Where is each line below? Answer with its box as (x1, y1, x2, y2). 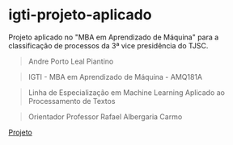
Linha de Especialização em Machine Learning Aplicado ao (28, 87, 225, 97)
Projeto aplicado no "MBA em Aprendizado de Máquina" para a (8, 32, 219, 42)
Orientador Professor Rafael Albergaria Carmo (28, 111, 183, 122)
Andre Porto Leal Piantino (28, 56, 114, 66)
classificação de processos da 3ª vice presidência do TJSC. (8, 40, 209, 50)
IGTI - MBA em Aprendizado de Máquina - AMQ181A (28, 72, 203, 81)
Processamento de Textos (28, 96, 116, 106)
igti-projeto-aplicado (8, 6, 152, 24)
